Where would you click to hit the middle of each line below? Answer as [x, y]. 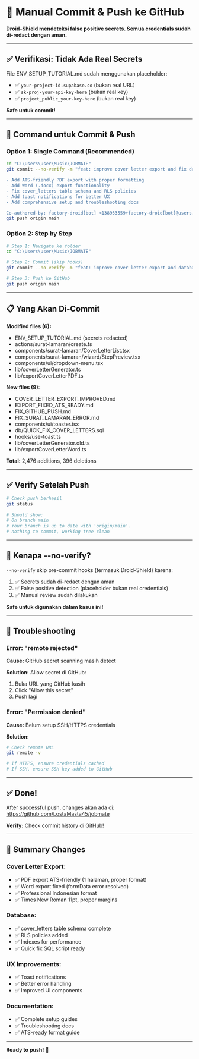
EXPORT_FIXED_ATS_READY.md [54, 405]
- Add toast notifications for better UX [58, 197]
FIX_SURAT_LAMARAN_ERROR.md [57, 417]
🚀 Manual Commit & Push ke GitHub [95, 12]
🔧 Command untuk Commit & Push [71, 135]
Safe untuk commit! [31, 110]
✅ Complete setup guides [46, 1019]
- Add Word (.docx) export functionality [58, 186]
